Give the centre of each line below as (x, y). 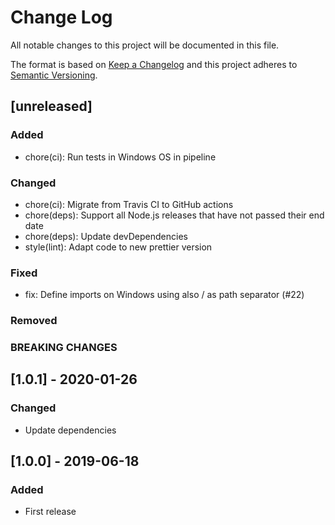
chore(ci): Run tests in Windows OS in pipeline (120, 157)
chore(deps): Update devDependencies (106, 236)
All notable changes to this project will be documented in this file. (145, 45)
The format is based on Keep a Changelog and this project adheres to (154, 64)
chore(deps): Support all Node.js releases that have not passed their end (174, 215)
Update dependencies (70, 430)
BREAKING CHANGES (64, 348)
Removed (34, 321)
